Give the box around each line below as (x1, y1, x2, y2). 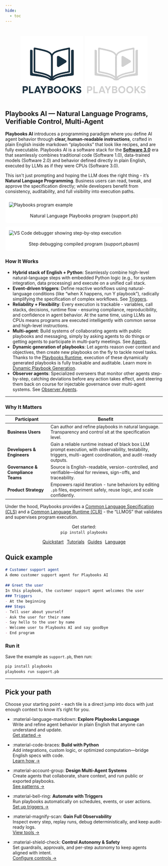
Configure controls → (12, 855, 57, 861)
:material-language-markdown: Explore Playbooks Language (12, 716, 139, 722)
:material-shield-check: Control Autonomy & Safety (12, 839, 120, 845)
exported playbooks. (12, 778, 55, 784)
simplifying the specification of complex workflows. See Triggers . (12, 296, 148, 302)
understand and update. (12, 726, 62, 733)
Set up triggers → (12, 803, 49, 809)
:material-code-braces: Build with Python (12, 741, 99, 748)
